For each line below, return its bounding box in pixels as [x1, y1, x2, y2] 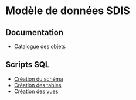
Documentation [5, 27, 64, 37]
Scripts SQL [5, 60, 50, 70]
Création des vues [13, 88, 59, 95]
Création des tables [13, 81, 62, 88]
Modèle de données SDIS [5, 4, 130, 18]
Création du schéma [13, 75, 63, 82]
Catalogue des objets [13, 43, 66, 50]
